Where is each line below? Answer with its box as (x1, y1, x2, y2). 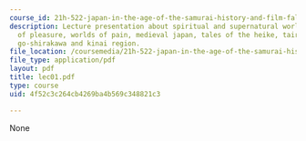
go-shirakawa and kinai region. (17, 38, 141, 48)
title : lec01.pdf (9, 73, 76, 82)
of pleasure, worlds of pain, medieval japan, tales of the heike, (17, 30, 280, 39)
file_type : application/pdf (9, 55, 117, 65)
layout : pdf (9, 65, 55, 74)
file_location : (9, 47, 67, 56)
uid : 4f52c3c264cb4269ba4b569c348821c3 (9, 89, 161, 98)
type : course (9, 81, 59, 90)
